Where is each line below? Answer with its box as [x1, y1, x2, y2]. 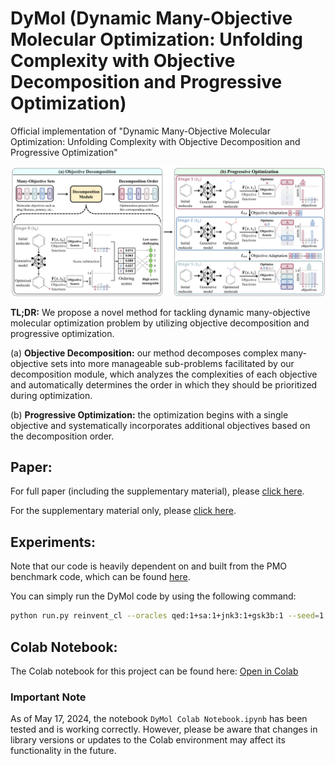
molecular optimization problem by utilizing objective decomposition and [10, 317, 310, 329]
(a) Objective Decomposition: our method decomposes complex [10, 347, 279, 359]
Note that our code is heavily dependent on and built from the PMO [10, 560, 288, 572]
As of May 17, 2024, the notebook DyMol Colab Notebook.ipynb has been [10, 713, 308, 725]
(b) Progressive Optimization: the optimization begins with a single [10, 408, 289, 421]
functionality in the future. [10, 745, 117, 757]
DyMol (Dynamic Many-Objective [10, 7, 293, 30]
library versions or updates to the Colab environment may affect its [10, 734, 286, 746]
